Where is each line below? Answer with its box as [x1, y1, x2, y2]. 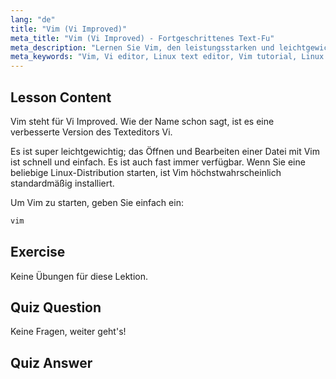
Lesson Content [10, 89, 112, 106]
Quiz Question [10, 299, 102, 316]
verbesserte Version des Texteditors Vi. [10, 126, 173, 138]
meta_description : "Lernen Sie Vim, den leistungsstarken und [10, 42, 275, 53]
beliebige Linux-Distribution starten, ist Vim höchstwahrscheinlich [10, 166, 282, 178]
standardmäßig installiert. [10, 177, 115, 189]
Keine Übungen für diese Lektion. [10, 270, 148, 282]
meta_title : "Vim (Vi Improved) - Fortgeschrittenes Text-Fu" [10, 33, 275, 43]
